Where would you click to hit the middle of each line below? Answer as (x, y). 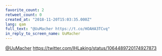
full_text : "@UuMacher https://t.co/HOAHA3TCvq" (58, 29)
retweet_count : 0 (24, 15)
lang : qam (16, 24)
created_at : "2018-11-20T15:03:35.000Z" (49, 19)
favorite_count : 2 (25, 10)
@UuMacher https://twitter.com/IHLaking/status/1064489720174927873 (81, 48)
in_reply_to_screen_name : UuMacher (43, 34)
